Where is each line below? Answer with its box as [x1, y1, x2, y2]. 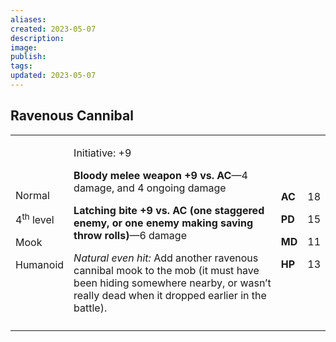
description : [10, 33, 65, 43]
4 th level [15, 211, 55, 227]
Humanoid [15, 258, 65, 272]
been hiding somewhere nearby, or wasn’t [73, 276, 272, 290]
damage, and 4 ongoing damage [73, 181, 227, 195]
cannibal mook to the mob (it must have [73, 263, 260, 277]
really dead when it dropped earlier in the [73, 288, 267, 302]
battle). [73, 301, 108, 315]
